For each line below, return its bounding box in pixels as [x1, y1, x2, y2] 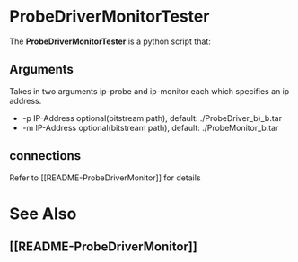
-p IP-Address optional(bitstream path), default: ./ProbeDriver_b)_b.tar [22, 112, 283, 123]
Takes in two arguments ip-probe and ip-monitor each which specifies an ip [9, 85, 290, 96]
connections [9, 148, 82, 163]
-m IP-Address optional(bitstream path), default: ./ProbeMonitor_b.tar [22, 122, 279, 133]
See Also [9, 204, 77, 223]
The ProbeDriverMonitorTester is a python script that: [9, 36, 211, 47]
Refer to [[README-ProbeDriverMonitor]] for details [9, 172, 201, 183]
